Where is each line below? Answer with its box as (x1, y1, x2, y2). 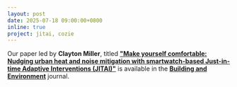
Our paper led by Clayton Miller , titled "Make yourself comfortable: (7, 50, 207, 58)
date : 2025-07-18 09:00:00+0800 (7, 17, 103, 24)
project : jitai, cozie (7, 30, 74, 37)
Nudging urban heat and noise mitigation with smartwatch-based (7, 57, 204, 66)
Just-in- (204, 57, 230, 66)
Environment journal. (7, 72, 69, 81)
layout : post (7, 10, 46, 18)
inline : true (7, 23, 46, 30)
